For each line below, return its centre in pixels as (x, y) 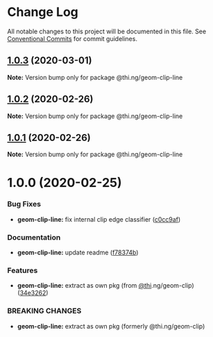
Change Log (43, 12)
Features (23, 270)
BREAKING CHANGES (44, 311)
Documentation (34, 237)
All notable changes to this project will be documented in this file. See (107, 31)
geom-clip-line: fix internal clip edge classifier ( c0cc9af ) (99, 219)
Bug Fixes (24, 204)
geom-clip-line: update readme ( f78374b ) (78, 253)
